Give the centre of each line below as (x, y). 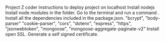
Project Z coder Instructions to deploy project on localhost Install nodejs (80, 7)
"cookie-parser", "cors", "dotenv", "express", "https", (77, 23)
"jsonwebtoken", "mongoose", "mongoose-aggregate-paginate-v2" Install (82, 29)
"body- (153, 18)
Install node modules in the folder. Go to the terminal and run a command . (82, 13)
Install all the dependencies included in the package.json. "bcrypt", (75, 18)
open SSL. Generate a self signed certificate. (52, 34)
